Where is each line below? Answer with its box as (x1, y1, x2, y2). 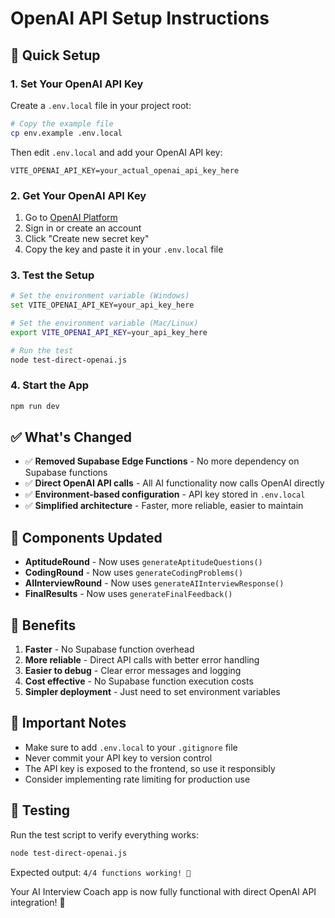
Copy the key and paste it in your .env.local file (24, 243, 224, 255)
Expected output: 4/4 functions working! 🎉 (10, 866, 192, 878)
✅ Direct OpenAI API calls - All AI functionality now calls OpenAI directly (24, 477, 325, 489)
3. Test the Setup (10, 268, 95, 282)
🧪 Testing (10, 802, 71, 819)
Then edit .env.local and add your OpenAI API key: (10, 146, 223, 158)
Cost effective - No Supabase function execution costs (24, 675, 254, 687)
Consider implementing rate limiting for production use (24, 773, 251, 785)
